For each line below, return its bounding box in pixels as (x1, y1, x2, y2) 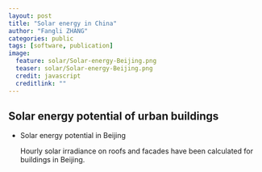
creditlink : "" (15, 79, 67, 87)
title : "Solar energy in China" (8, 19, 117, 27)
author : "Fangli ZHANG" (8, 27, 89, 35)
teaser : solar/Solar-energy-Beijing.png (15, 65, 153, 73)
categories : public (8, 34, 74, 43)
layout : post (8, 11, 52, 20)
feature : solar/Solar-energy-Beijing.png (15, 57, 157, 65)
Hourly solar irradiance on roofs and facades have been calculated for (19, 146, 254, 156)
